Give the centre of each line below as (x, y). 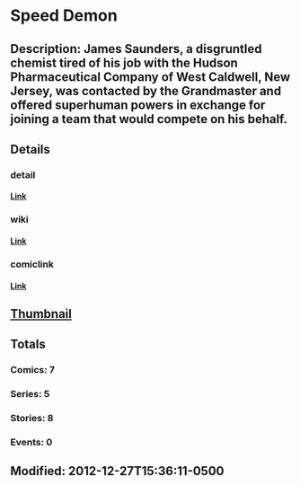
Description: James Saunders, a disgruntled (137, 49)
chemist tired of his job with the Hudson (124, 62)
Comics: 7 (33, 370)
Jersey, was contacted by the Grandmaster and (146, 91)
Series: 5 (30, 394)
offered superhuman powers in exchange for (138, 105)
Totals (28, 344)
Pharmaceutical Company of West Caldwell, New (150, 77)
